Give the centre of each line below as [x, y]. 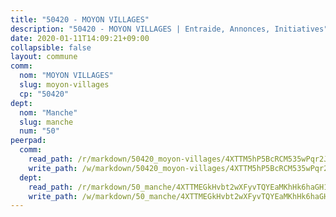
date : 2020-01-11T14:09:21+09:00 [80, 38]
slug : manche [46, 122]
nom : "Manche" [48, 112]
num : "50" [39, 131]
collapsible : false [51, 47]
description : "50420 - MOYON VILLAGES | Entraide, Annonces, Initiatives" [169, 29]
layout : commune [44, 57]
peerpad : [28, 141]
